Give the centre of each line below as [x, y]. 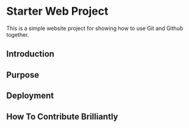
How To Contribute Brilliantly [62, 117]
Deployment [30, 96]
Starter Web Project [57, 11]
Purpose [23, 75]
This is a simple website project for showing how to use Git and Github [95, 28]
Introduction [30, 54]
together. [18, 34]
